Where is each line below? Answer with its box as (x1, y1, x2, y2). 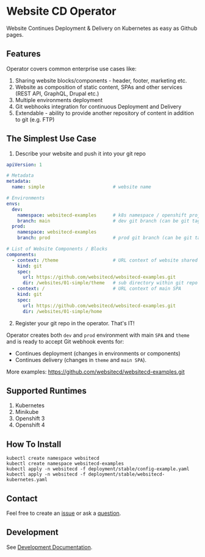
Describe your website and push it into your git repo (15, 150, 146, 157)
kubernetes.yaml (6, 477, 48, 483)
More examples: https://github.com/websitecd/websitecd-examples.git (6, 368, 185, 375)
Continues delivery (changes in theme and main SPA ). (15, 356, 147, 363)
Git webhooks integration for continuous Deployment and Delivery (15, 103, 182, 110)
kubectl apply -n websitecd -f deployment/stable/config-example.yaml (6, 466, 190, 472)
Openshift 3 (15, 415, 45, 422)
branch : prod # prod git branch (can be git (17, 235, 192, 241)
